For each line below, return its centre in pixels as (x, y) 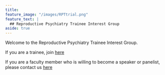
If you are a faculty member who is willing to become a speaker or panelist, (82, 62)
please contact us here (29, 67)
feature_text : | (22, 19)
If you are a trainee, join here (35, 52)
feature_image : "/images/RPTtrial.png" (47, 14)
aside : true (17, 28)
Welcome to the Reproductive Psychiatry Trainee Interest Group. (71, 42)
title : (12, 10)
